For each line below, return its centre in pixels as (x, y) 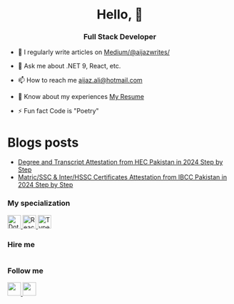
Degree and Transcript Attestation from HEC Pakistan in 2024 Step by (120, 162)
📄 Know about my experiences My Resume (81, 97)
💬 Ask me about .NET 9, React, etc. (69, 66)
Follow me (26, 271)
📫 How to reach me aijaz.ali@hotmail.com (80, 80)
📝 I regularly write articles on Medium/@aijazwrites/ (93, 52)
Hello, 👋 (120, 15)
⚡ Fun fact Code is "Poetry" (58, 111)
